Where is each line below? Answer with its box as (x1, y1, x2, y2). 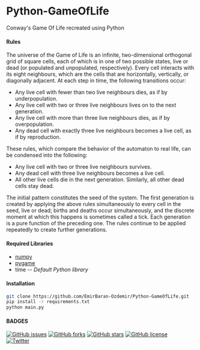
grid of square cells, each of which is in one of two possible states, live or (6, 58, 189, 65)
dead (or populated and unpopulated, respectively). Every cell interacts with (6, 64, 195, 72)
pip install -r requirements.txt (6, 299, 90, 305)
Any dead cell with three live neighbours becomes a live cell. (14, 170, 165, 177)
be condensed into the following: (6, 152, 88, 159)
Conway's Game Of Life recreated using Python (6, 24, 124, 31)
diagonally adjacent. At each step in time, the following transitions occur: (6, 77, 186, 84)
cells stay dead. (14, 183, 54, 190)
